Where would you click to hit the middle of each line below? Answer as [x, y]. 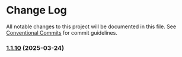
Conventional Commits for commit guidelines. [62, 32]
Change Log [36, 10]
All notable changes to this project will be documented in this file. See [91, 26]
